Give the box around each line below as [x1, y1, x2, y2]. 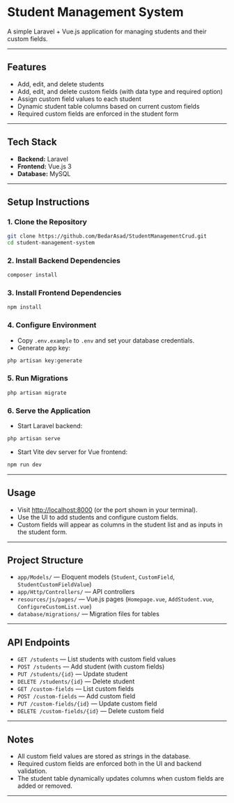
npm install [7, 304, 42, 311]
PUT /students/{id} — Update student [17, 670, 128, 678]
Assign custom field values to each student [17, 95, 141, 103]
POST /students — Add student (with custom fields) [17, 662, 165, 671]
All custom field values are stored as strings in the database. [17, 751, 192, 760]
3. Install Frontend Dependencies [7, 288, 122, 298]
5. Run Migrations [7, 373, 68, 383]
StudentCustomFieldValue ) [17, 580, 92, 588]
